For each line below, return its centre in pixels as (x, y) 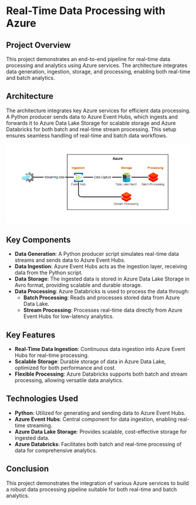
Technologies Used (42, 399)
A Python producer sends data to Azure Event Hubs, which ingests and (92, 116)
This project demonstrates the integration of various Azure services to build (97, 483)
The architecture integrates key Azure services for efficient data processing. (98, 111)
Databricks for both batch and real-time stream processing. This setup (91, 129)
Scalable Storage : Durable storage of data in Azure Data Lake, (90, 361)
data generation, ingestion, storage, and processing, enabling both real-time (98, 71)
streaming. (40, 425)
